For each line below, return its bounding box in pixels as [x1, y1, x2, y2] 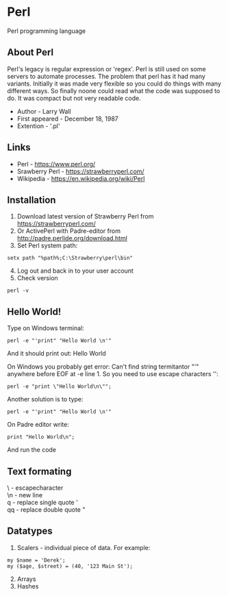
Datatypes [7, 525, 53, 537]
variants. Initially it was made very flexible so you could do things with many [7, 79, 221, 88]
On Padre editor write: [7, 421, 70, 429]
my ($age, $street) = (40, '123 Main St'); [7, 562, 134, 569]
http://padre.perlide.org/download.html [16, 234, 128, 243]
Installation [7, 194, 56, 206]
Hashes [16, 582, 39, 590]
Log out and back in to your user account [16, 266, 134, 275]
